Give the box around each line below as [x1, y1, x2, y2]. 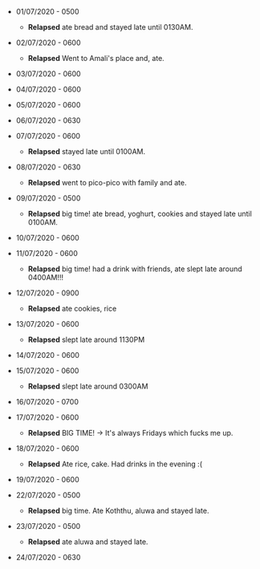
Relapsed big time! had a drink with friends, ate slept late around [27, 264, 242, 274]
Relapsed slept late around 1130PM [27, 335, 145, 344]
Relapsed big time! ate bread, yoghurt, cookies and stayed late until [27, 209, 253, 218]
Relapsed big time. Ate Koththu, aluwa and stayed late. [27, 506, 209, 515]
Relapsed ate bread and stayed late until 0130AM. [27, 22, 193, 31]
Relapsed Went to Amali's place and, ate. [27, 54, 165, 63]
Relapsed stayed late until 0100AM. [27, 147, 146, 156]
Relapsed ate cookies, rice [27, 304, 117, 313]
